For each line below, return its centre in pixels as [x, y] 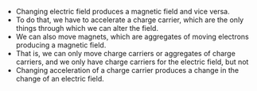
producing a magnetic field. [61, 45]
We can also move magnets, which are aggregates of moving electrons [132, 36]
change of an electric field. [60, 79]
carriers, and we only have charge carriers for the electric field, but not [132, 62]
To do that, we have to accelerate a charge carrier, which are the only [130, 20]
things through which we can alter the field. [87, 28]
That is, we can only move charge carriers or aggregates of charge [126, 53]
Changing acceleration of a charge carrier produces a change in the [127, 70]
